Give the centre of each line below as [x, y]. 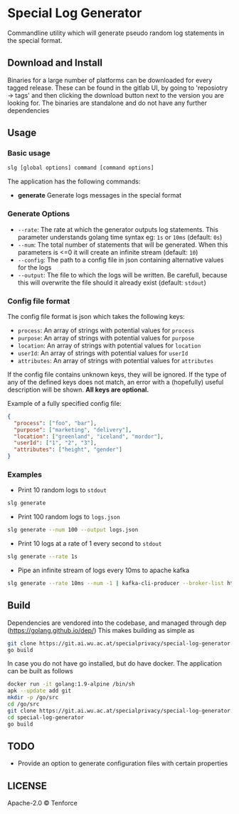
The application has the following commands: [74, 182]
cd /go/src [23, 704]
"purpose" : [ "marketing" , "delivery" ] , [73, 429]
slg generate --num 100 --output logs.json [73, 530]
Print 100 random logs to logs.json [69, 517]
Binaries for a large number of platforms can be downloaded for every [110, 80]
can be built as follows [40, 671]
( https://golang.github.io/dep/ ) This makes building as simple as [101, 630]
